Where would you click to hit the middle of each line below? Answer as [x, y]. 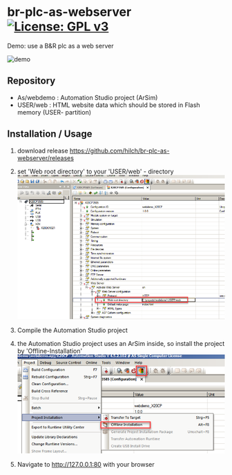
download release [42, 151]
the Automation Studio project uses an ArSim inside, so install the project [121, 343]
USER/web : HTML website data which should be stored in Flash [108, 105]
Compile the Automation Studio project [72, 330]
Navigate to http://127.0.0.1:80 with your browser [86, 464]
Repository [31, 81]
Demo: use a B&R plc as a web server [60, 46]
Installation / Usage [50, 134]
